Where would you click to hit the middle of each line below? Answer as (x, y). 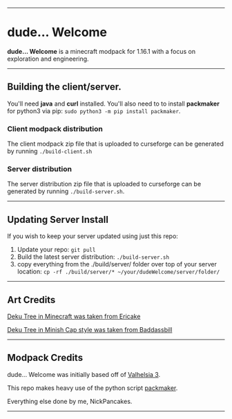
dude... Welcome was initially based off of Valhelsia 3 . (84, 374)
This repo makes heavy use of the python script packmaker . (93, 388)
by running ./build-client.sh (50, 151)
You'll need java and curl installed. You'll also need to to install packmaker (113, 104)
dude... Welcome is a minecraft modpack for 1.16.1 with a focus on (101, 51)
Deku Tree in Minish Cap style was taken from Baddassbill (90, 329)
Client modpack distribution (55, 128)
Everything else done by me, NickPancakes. (70, 401)
